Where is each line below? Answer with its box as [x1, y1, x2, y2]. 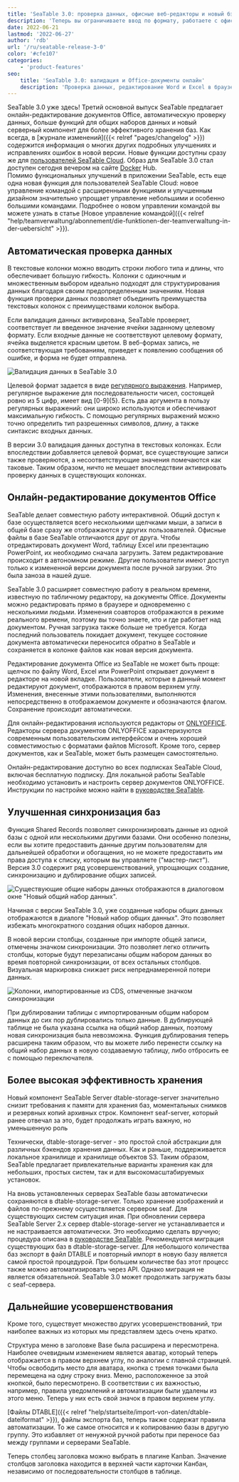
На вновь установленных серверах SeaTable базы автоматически [7, 1189, 208, 1197]
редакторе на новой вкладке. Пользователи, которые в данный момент [7, 674, 226, 683]
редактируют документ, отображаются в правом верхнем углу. [7, 682, 201, 691]
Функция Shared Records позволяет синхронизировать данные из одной [7, 825, 228, 833]
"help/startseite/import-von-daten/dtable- [88, 1408, 212, 1416]
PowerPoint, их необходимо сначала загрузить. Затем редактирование [7, 548, 224, 557]
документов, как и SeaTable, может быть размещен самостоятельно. [7, 748, 218, 757]
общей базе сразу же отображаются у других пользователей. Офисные [7, 525, 226, 534]
